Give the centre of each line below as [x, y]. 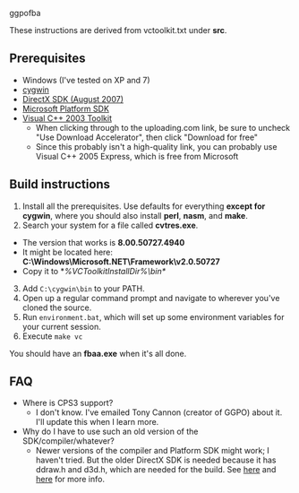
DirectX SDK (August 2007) [73, 99]
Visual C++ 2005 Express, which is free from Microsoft [137, 156]
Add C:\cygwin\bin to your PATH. [83, 288]
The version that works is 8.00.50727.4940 [103, 242]
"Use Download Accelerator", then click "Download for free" [146, 137]
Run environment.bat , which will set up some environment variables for [153, 316]
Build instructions [60, 184]
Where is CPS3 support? [68, 403]
